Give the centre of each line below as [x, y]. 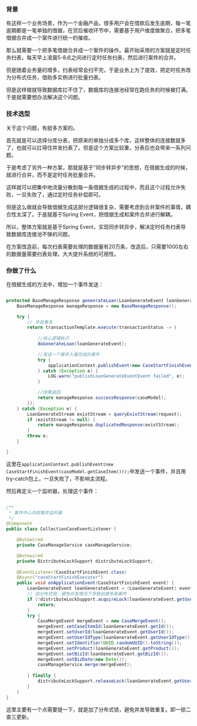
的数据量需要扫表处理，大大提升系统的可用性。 [62, 254]
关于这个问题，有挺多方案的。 [42, 128]
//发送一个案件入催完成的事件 [68, 354]
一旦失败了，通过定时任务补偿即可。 [60, 194]
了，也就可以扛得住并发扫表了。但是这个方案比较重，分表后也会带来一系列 [96, 147]
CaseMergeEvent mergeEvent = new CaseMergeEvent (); [102, 621]
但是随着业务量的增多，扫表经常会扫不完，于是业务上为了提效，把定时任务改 [98, 70]
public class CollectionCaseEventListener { [61, 529]
